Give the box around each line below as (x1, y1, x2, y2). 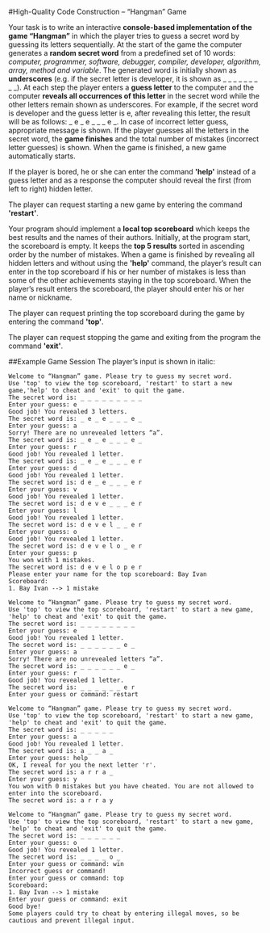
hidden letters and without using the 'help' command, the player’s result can (8, 258, 262, 267)
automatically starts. (8, 151, 76, 161)
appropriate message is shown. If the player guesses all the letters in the (8, 125, 250, 135)
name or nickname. (8, 292, 73, 302)
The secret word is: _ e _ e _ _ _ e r (8, 457, 143, 465)
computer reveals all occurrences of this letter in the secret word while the (8, 91, 260, 100)
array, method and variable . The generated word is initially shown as (8, 65, 237, 75)
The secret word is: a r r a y (8, 796, 114, 805)
